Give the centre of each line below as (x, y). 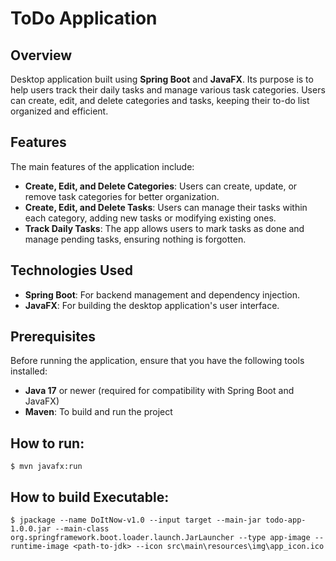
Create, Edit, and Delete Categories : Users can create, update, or (161, 186)
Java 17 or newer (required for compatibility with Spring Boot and (159, 391)
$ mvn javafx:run (46, 467)
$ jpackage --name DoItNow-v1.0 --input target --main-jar (136, 520)
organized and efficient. (59, 111)
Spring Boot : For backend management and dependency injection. (162, 294)
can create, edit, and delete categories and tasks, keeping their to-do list (160, 100)
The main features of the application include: (102, 166)
